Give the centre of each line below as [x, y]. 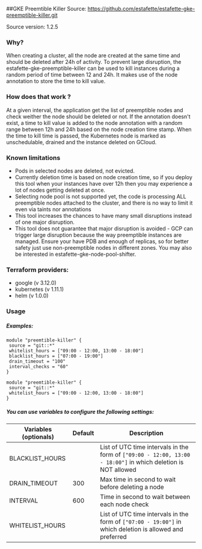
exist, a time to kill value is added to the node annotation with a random [94, 122]
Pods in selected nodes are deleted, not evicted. [75, 171]
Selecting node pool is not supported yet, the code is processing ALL [100, 196]
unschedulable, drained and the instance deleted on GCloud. [81, 142]
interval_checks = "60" [38, 367]
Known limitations [33, 157]
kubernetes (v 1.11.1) [39, 290]
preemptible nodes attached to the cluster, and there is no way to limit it [104, 203]
